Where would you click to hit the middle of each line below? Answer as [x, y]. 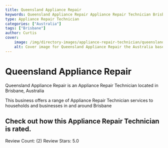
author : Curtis [21, 33]
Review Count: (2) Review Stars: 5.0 [42, 141]
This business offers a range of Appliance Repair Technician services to [79, 100]
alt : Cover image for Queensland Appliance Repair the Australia [84, 47]
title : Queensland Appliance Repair [43, 10]
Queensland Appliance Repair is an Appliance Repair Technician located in [82, 85]
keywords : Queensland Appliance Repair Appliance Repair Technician [78, 14]
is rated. [18, 129]
